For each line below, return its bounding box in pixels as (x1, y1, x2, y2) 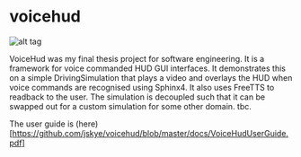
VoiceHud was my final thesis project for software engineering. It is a (9, 53, 265, 64)
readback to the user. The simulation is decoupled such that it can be (9, 92, 266, 102)
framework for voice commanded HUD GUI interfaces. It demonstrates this (9, 63, 286, 74)
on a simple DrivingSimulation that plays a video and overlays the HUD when (9, 72, 293, 83)
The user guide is (9, 118, 75, 129)
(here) (75, 118, 99, 129)
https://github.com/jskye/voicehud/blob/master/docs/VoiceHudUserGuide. (12, 127, 289, 138)
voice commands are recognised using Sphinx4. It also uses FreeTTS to (9, 82, 275, 92)
